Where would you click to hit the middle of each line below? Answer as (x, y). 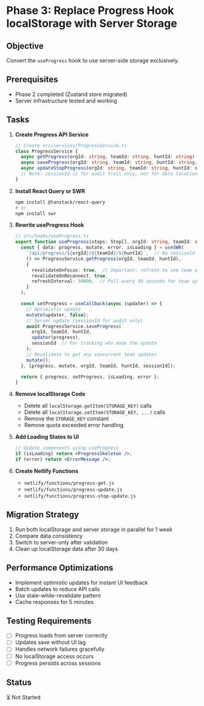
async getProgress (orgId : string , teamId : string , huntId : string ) (108, 157)
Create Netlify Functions (47, 471)
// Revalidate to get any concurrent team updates (92, 354)
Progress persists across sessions (58, 663)
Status (19, 683)
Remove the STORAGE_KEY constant (66, 419)
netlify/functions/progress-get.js (69, 483)
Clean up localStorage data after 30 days (66, 549)
